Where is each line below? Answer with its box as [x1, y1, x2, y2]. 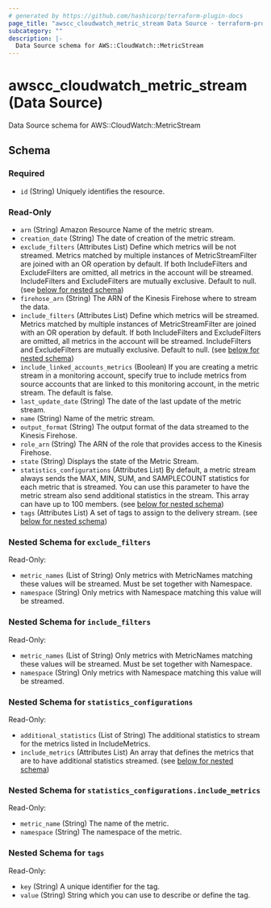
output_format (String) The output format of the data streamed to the [19, 422, 249, 432]
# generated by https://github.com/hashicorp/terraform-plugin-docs [8, 11, 244, 20]
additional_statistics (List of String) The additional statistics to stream [19, 730, 261, 739]
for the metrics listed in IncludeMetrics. [19, 739, 151, 748]
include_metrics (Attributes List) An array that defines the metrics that [19, 747, 254, 757]
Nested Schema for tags [8, 847, 105, 859]
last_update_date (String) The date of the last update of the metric [19, 396, 242, 406]
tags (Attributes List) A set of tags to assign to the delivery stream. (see [19, 508, 258, 517]
